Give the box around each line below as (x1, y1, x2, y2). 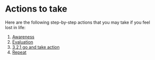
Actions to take (5, 3, 68, 15)
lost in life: (5, 24, 26, 30)
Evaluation (12, 39, 34, 45)
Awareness (12, 34, 35, 40)
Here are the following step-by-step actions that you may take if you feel (5, 19, 151, 25)
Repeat (12, 49, 27, 55)
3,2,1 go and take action (12, 44, 60, 50)
